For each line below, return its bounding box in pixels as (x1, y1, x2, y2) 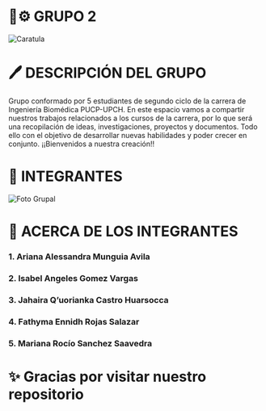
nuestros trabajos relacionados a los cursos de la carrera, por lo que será (8, 113, 253, 123)
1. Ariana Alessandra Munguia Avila (8, 250, 151, 262)
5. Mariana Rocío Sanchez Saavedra (8, 338, 152, 349)
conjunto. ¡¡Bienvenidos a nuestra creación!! (8, 139, 155, 149)
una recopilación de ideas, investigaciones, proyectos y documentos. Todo (8, 121, 258, 132)
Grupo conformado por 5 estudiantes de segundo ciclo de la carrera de (8, 96, 247, 106)
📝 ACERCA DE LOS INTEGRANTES (8, 222, 239, 241)
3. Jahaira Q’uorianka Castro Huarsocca (8, 294, 169, 305)
